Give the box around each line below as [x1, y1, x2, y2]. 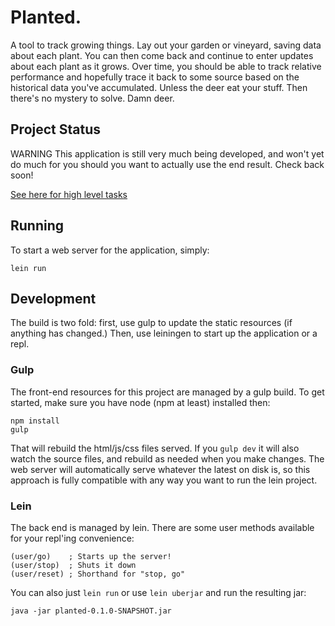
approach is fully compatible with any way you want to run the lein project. [10, 474, 318, 486]
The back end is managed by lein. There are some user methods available [10, 521, 315, 533]
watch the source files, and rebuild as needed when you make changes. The [10, 452, 325, 465]
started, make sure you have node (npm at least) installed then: [10, 396, 271, 408]
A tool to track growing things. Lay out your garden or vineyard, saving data [10, 39, 322, 51]
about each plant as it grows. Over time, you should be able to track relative [10, 60, 322, 72]
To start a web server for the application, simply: [10, 244, 210, 256]
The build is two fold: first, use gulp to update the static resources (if [10, 317, 293, 329]
